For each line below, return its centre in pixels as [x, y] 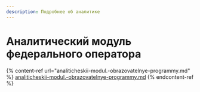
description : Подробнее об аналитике [53, 12]
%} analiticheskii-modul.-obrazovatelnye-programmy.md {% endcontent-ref [100, 77]
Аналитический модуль [69, 41]
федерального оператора [74, 54]
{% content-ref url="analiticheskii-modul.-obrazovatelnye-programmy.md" [98, 70]
